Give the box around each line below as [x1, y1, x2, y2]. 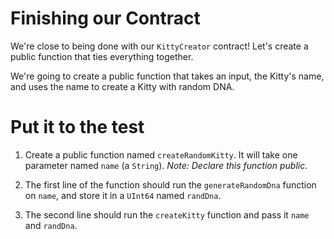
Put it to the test [10, 116, 145, 139]
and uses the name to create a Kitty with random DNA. [10, 80, 235, 92]
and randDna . [24, 219, 78, 231]
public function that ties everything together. [10, 50, 194, 62]
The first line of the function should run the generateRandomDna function [24, 178, 317, 191]
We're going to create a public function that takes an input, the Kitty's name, [10, 70, 325, 82]
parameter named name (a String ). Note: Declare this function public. [24, 159, 308, 171]
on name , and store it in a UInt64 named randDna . [24, 189, 222, 201]
